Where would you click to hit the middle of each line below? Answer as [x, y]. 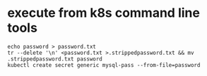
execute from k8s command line [103, 13]
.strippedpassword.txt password [55, 59]
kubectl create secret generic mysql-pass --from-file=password [104, 65]
